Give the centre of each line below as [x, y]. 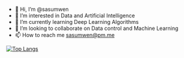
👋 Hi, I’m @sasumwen [42, 9]
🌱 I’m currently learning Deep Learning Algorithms [77, 22]
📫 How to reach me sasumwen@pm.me [65, 35]
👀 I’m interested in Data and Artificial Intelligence [75, 16]
